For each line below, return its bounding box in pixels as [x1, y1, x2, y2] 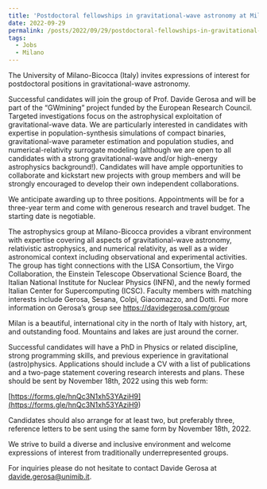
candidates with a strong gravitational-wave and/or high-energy [8, 154, 219, 163]
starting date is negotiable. [8, 212, 96, 221]
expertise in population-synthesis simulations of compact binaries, [8, 128, 226, 138]
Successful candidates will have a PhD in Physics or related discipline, [8, 342, 238, 351]
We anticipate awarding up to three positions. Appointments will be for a [8, 194, 245, 204]
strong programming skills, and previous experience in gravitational [8, 351, 229, 360]
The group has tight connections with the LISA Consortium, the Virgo [8, 260, 234, 270]
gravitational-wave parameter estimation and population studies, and [8, 137, 234, 146]
